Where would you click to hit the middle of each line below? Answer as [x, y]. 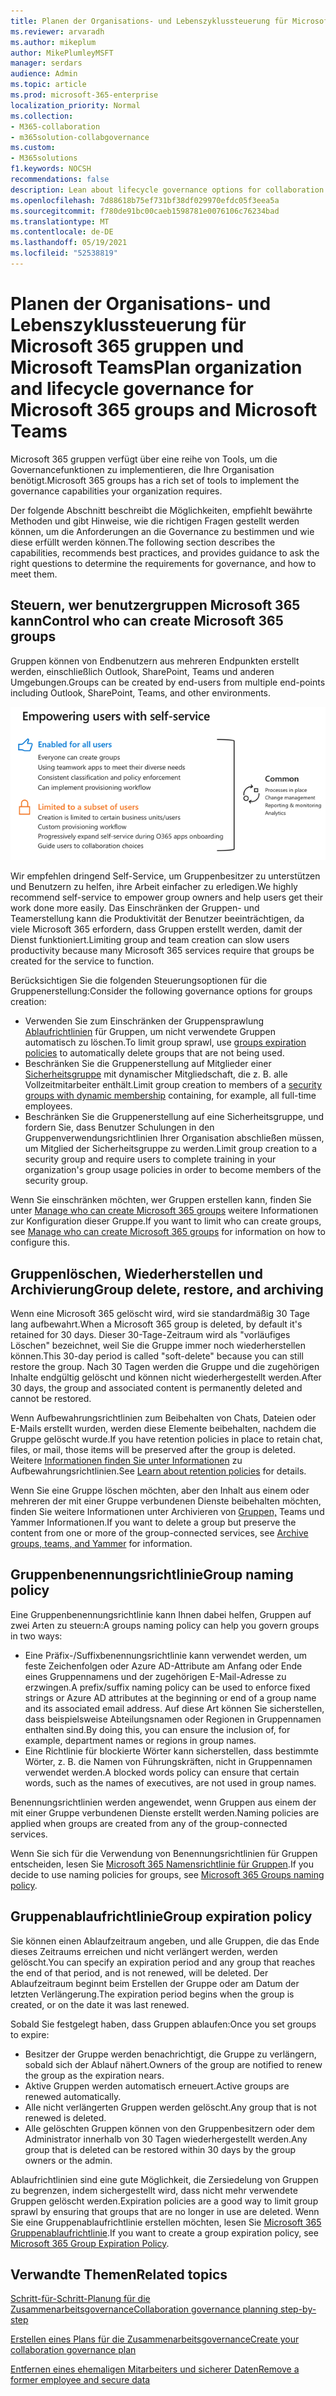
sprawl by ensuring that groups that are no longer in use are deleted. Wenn [165, 2211]
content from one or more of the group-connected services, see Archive [159, 1533]
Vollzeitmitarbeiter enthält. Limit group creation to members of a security [173, 1085]
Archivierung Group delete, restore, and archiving [167, 1289]
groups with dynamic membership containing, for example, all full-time [170, 1096]
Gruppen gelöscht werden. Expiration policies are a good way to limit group [164, 2201]
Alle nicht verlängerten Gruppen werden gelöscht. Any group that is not [170, 2107]
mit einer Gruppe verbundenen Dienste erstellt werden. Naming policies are [165, 1812]
